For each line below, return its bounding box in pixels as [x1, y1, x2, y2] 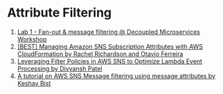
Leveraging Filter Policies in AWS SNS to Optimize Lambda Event [17, 57, 203, 65]
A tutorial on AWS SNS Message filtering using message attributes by [17, 71, 216, 80]
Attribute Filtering [7, 5, 112, 21]
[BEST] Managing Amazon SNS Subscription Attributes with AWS [17, 42, 203, 50]
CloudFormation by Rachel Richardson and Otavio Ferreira [17, 50, 184, 58]
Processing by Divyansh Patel [17, 64, 102, 73]
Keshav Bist [17, 79, 51, 87]
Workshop [17, 35, 47, 43]
